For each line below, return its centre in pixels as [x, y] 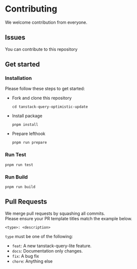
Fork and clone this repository [42, 98]
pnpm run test [19, 165]
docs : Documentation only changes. [47, 251]
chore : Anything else [32, 261]
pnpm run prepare [29, 143]
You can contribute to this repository [41, 49]
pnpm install [25, 125]
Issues [15, 37]
